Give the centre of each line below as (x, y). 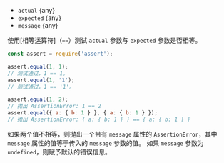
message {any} (38, 25)
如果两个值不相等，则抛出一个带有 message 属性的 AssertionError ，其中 (112, 134)
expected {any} (40, 18)
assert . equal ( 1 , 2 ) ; (38, 99)
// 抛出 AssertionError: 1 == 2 (54, 107)
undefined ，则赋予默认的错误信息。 (60, 152)
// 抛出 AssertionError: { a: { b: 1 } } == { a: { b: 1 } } (99, 119)
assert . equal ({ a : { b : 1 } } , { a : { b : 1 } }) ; (83, 113)
